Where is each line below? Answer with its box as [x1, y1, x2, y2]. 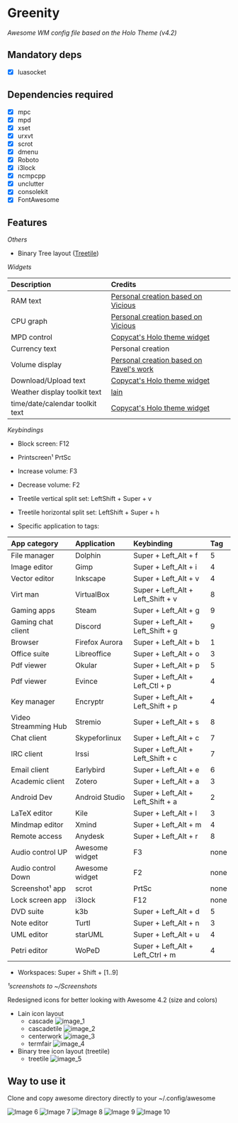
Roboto [17, 156, 39, 164]
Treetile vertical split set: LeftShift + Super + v [17, 495, 152, 503]
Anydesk [75, 831, 105, 841]
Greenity [7, 5, 60, 21]
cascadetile [28, 1025, 62, 1033]
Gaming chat [11, 617, 54, 627]
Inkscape [75, 574, 106, 584]
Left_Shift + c [133, 753, 178, 763]
